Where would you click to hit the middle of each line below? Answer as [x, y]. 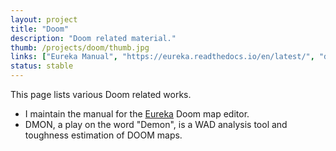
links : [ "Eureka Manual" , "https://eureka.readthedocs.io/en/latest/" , [162, 57]
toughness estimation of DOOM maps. [103, 135]
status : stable [42, 66]
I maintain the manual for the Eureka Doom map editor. [137, 114]
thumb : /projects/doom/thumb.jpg [80, 47]
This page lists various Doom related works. [101, 94]
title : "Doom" [40, 29]
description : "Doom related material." [93, 38]
